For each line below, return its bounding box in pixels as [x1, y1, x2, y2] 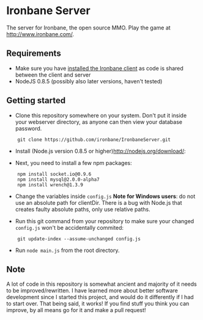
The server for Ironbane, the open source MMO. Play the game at [6, 24, 171, 31]
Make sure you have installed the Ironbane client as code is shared [15, 64, 183, 72]
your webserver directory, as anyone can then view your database [15, 118, 182, 126]
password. [15, 124, 42, 132]
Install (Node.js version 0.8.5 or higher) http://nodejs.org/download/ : [15, 147, 186, 154]
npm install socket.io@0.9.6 [17, 171, 92, 177]
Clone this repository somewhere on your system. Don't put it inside [15, 112, 187, 119]
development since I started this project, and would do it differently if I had [6, 294, 194, 301]
